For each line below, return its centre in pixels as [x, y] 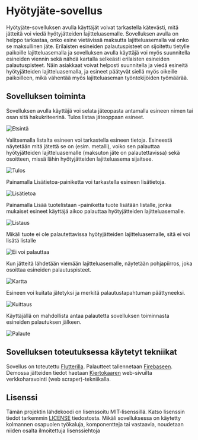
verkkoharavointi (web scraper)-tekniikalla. [58, 379]
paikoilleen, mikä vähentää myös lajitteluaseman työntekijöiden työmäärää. [97, 78]
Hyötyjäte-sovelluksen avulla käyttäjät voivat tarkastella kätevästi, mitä [92, 27]
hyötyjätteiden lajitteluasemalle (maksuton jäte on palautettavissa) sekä [93, 152]
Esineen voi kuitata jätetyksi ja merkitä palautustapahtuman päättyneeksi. [96, 292]
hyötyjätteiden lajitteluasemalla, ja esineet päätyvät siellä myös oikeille [92, 71]
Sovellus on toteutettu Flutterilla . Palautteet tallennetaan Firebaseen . [90, 366]
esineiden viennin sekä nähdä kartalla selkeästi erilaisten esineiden [88, 59]
